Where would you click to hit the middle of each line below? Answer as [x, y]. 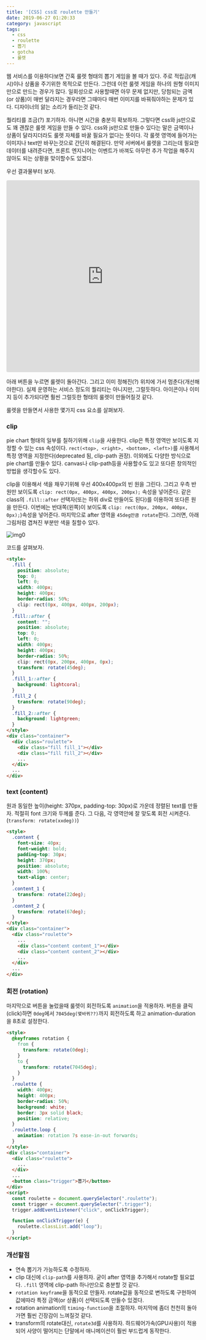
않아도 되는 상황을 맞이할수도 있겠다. [50, 158]
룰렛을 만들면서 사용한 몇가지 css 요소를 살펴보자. [66, 410]
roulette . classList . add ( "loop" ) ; [60, 1227]
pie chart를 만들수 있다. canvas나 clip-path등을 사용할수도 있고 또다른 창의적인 [102, 463]
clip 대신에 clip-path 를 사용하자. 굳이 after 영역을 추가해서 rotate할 [97, 1277]
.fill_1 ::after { [34, 679]
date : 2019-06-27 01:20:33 [41, 18]
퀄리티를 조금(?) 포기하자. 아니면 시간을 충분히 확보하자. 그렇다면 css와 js [94, 120]
